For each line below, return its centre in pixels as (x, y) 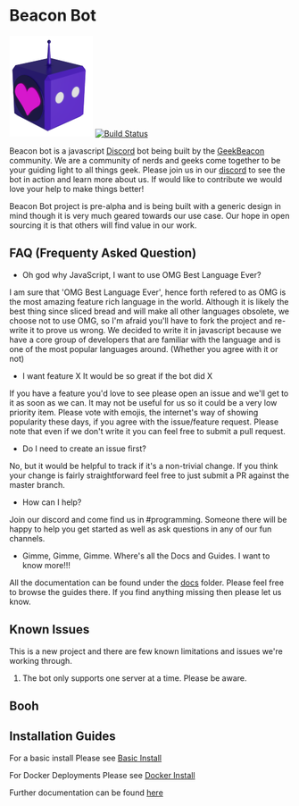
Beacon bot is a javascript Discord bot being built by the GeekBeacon (137, 151)
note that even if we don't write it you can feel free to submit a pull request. (147, 431)
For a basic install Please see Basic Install (86, 758)
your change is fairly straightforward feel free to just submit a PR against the (149, 475)
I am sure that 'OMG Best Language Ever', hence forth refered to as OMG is (148, 292)
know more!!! (46, 565)
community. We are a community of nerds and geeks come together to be (145, 160)
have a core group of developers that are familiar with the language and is (145, 340)
